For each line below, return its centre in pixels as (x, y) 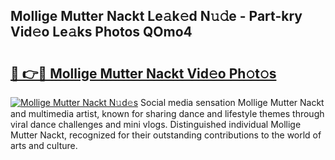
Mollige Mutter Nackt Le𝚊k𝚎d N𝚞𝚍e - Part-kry (156, 16)
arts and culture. (44, 145)
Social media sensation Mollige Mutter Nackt (232, 102)
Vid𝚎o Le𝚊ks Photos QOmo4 (101, 32)
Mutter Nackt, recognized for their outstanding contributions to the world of (166, 135)
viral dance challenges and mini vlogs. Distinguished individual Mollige (156, 124)
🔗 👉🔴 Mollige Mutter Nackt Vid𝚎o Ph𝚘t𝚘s (143, 73)
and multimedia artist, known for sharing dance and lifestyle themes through (167, 113)
